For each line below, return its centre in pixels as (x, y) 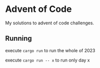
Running (19, 38)
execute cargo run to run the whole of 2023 (50, 50)
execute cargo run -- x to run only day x (47, 60)
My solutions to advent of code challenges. (49, 23)
